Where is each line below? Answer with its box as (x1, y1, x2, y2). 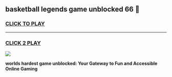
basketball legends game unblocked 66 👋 (5, 5, 140, 14)
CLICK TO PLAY (5, 20, 45, 27)
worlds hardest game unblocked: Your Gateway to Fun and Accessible (5, 60, 158, 66)
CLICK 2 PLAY (5, 39, 41, 46)
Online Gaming (5, 65, 38, 71)
